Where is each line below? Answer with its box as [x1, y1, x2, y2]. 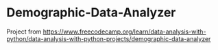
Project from [6, 27, 42, 36]
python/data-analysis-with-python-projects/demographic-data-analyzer [6, 34, 211, 42]
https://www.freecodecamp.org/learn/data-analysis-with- [43, 27, 206, 36]
